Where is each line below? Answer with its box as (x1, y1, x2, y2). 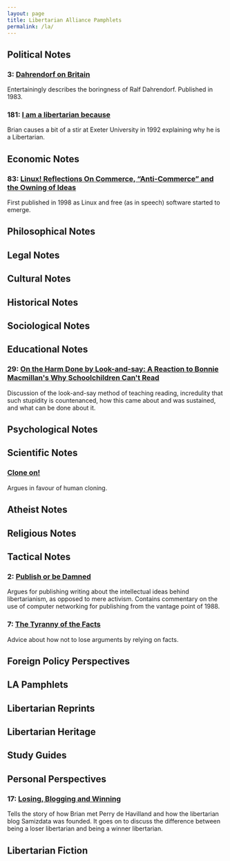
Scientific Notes (7, 447, 78, 459)
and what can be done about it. (7, 403, 96, 412)
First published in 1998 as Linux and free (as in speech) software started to (7, 198, 220, 207)
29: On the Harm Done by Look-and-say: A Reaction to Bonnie (7, 365, 219, 374)
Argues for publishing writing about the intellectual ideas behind (7, 587, 190, 596)
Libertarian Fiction (7, 844, 88, 856)
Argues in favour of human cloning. (7, 483, 108, 492)
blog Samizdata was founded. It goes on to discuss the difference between (7, 817, 221, 826)
